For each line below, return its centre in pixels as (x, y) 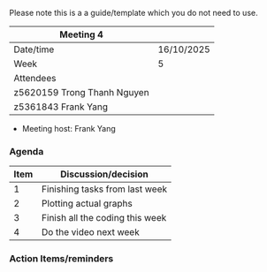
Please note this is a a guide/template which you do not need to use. (133, 13)
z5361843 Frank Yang (61, 107)
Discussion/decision (104, 174)
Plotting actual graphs (87, 204)
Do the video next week (90, 232)
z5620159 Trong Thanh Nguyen (81, 92)
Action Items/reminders (61, 259)
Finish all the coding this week (104, 218)
